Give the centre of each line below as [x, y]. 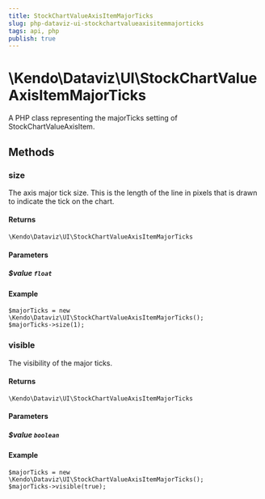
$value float [30, 273]
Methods [32, 152]
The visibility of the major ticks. [61, 363]
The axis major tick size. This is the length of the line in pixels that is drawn [133, 192]
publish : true [32, 38]
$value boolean [34, 434]
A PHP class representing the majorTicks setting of [93, 118]
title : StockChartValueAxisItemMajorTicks [81, 16]
